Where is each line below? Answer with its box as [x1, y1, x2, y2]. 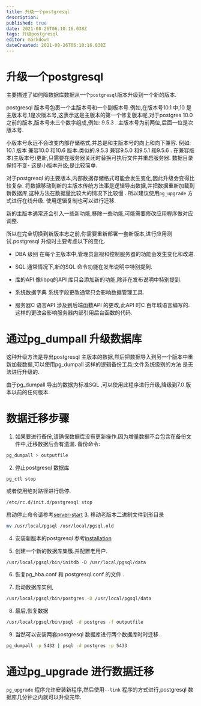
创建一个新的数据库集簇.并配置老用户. [14, 547, 108, 555]
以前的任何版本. [11, 388, 50, 395]
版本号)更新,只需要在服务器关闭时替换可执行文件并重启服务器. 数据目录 [19, 154, 194, 161]
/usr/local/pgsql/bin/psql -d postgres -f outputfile [6, 619, 144, 625]
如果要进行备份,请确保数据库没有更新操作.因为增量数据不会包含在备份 [14, 433, 187, 440]
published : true [6, 20, 47, 26]
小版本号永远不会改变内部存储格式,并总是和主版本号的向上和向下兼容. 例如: [6, 139, 191, 146]
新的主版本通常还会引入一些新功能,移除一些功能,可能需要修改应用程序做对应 [6, 210, 194, 217]
